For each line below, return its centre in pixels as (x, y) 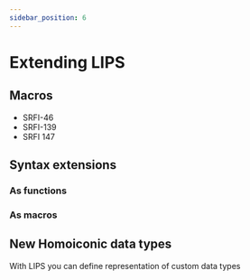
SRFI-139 (39, 126)
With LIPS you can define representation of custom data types (125, 266)
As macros (33, 215)
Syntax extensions (63, 165)
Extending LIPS (67, 62)
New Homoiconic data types (91, 244)
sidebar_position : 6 (48, 18)
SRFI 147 (39, 136)
